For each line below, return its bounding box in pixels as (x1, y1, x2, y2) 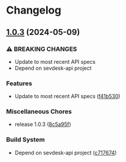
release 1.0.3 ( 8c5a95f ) (14, 121, 72, 128)
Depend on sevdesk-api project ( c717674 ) (14, 149, 117, 156)
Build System (6, 135, 46, 144)
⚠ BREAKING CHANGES (6, 45, 77, 53)
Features (6, 79, 33, 88)
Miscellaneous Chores (6, 108, 72, 116)
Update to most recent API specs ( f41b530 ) (14, 93, 121, 100)
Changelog (6, 4, 62, 17)
